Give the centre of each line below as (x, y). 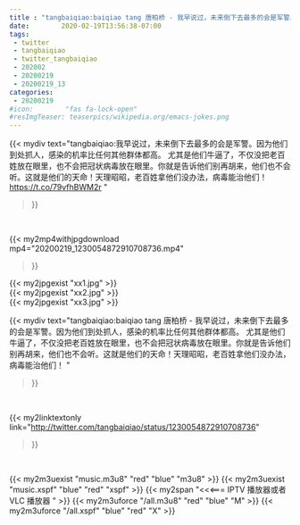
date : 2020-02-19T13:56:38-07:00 (86, 26)
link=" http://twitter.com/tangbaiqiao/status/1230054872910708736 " (135, 427)
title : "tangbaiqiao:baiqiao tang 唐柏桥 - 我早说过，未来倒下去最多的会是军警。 (153, 17)
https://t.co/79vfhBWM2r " (58, 187)
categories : (31, 92)
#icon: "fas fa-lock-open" (74, 109)
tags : (19, 34)
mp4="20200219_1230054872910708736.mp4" (97, 249)
